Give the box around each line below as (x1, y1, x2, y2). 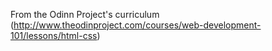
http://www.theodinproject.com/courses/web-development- (13, 19, 262, 31)
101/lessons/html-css (10, 30, 98, 41)
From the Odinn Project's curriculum (10, 9, 160, 20)
